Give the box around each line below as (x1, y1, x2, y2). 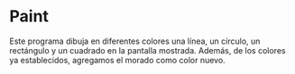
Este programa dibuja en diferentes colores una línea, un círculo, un (9, 36, 261, 46)
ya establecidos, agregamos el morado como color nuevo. (9, 54, 226, 65)
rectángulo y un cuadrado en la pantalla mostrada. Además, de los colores (9, 45, 286, 55)
